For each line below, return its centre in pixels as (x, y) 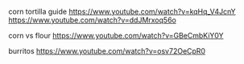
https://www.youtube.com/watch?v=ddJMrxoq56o (93, 20)
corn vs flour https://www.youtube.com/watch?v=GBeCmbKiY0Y (116, 36)
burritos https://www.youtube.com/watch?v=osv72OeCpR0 (107, 51)
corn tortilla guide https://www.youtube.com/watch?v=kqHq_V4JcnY (122, 12)
